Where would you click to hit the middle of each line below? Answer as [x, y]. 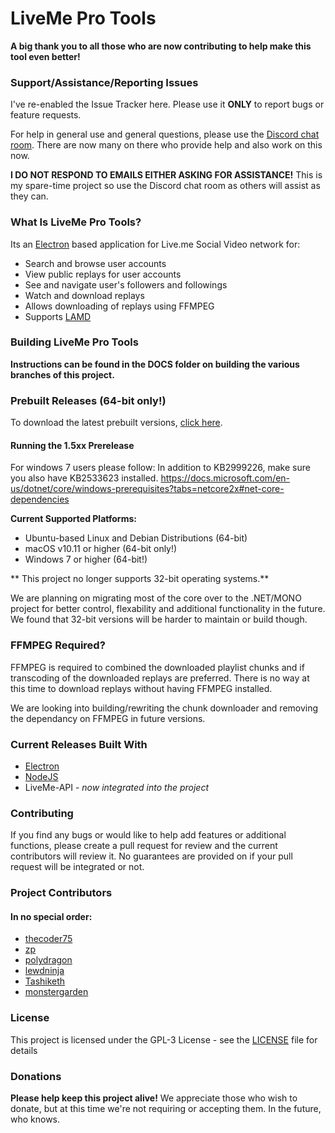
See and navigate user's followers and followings [126, 284]
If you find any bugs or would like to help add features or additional [148, 835]
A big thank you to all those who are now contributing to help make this [161, 46]
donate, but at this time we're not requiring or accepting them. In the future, [166, 1108]
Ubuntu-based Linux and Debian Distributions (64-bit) [136, 538]
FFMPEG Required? [58, 645]
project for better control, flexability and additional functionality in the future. [168, 609]
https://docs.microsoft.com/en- [225, 478]
